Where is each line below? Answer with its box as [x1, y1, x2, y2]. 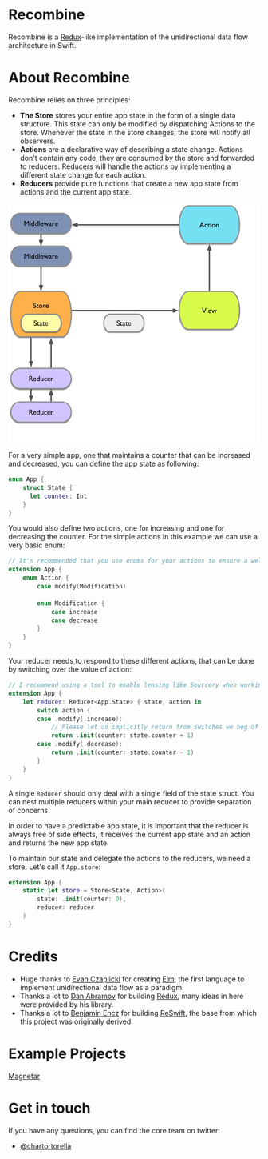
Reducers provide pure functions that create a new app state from [19, 178, 238, 188]
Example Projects [8, 1045, 127, 1062]
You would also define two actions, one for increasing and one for [8, 523, 225, 533]
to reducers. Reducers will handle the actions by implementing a [19, 162, 231, 171]
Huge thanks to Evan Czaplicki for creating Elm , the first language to [19, 974, 245, 984]
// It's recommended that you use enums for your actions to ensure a [8, 557, 248, 565]
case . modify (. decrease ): [37, 740, 124, 748]
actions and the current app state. [19, 186, 132, 197]
